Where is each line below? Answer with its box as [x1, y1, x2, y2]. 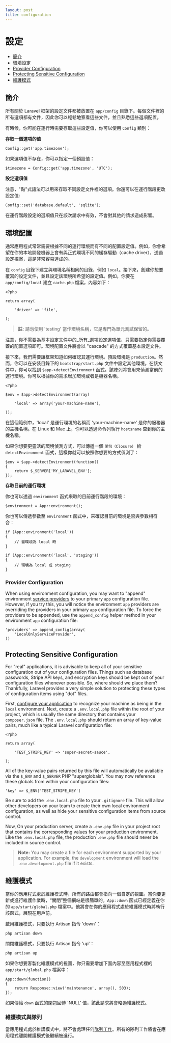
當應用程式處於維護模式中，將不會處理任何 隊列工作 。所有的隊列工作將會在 [5, 1026, 161, 1032]
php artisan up [5, 950, 38, 955]
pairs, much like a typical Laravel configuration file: [5, 722, 112, 728]
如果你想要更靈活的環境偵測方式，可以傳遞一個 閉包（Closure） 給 [5, 443, 141, 449]
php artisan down [5, 930, 42, 936]
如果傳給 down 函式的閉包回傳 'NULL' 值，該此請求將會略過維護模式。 [5, 999, 150, 1006]
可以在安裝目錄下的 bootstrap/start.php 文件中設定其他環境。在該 [18, 360, 158, 367]
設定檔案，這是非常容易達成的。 [5, 256, 72, 262]
